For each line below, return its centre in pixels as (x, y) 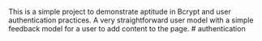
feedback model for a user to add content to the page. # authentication (127, 29)
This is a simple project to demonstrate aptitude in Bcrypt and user (120, 12)
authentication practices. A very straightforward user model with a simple (131, 20)
